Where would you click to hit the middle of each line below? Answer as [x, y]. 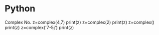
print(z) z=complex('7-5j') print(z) [39, 27]
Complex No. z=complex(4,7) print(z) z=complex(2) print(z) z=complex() [80, 22]
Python [20, 9]
